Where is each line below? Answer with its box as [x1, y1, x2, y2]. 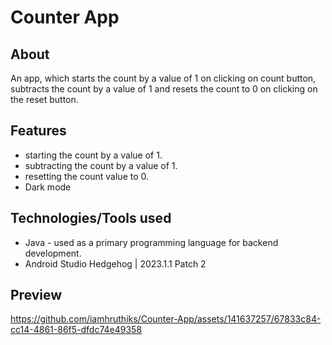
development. [24, 247, 82, 259]
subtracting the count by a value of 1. [24, 159, 178, 171]
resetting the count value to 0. [24, 170, 150, 182]
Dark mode [24, 181, 72, 193]
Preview [10, 287, 63, 304]
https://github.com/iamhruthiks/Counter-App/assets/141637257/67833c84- [10, 313, 322, 325]
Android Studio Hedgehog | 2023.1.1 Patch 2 [24, 257, 207, 270]
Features [10, 122, 67, 140]
